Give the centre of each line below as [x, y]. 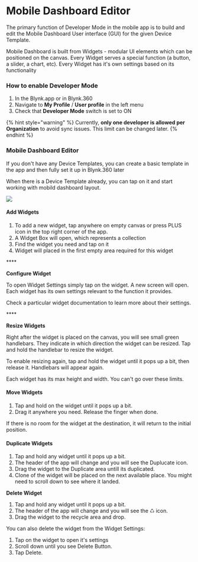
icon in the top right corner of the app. [61, 232]
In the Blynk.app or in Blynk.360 [53, 98]
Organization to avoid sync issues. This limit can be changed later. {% [92, 129]
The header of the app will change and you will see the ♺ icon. [91, 511]
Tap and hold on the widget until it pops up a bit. [74, 405]
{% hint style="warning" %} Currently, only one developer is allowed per [95, 123]
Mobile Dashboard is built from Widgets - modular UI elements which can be [99, 51]
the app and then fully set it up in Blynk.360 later [65, 169]
